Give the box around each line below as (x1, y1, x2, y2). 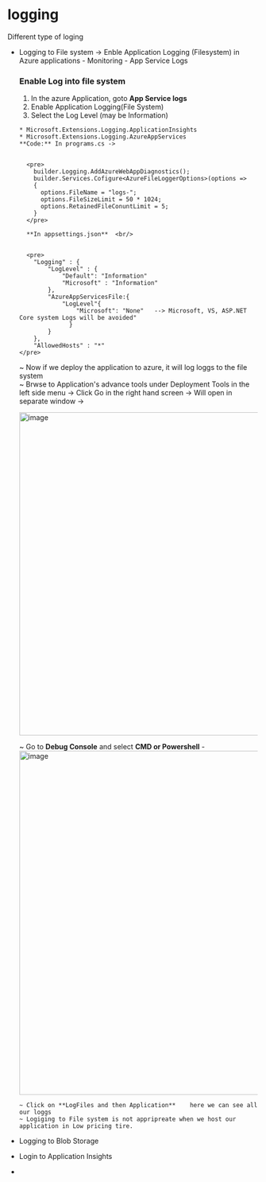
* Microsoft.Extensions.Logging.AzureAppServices (18, 133, 187, 141)
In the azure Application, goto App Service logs (30, 94, 187, 103)
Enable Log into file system (18, 76, 126, 87)
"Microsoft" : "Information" (61, 279, 158, 287)
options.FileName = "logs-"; (40, 189, 137, 196)
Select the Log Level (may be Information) (30, 111, 168, 120)
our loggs (18, 1108, 52, 1117)
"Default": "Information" (61, 272, 148, 280)
